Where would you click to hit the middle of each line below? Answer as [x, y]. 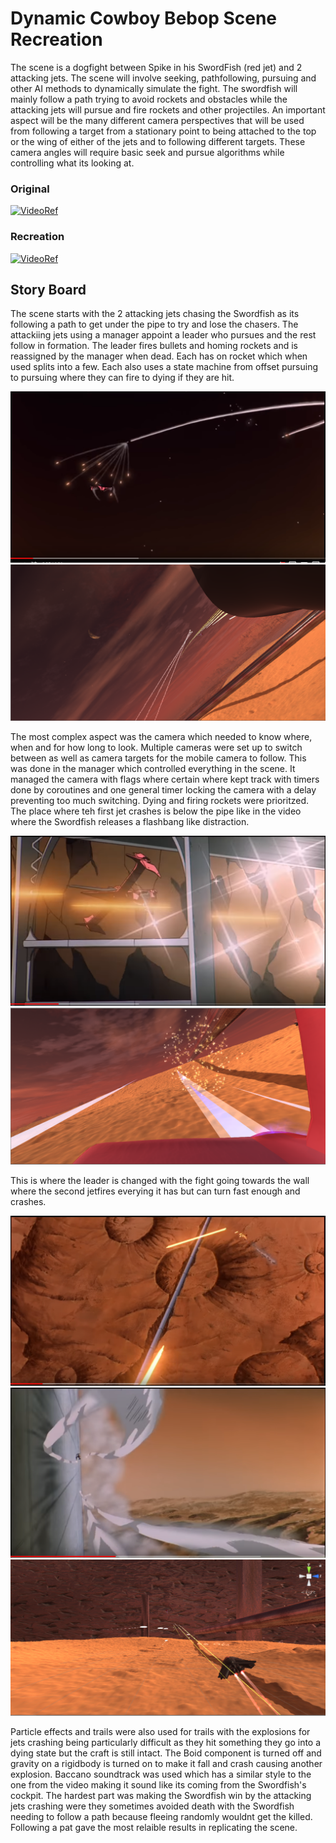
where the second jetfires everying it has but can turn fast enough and [155, 1191]
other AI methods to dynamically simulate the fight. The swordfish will [154, 88]
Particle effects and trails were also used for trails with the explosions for [160, 1732]
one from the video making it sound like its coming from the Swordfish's [158, 1785]
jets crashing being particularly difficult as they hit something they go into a [166, 1743]
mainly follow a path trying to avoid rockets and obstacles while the [149, 99]
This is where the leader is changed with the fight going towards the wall [160, 1180]
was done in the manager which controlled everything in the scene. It [153, 768]
